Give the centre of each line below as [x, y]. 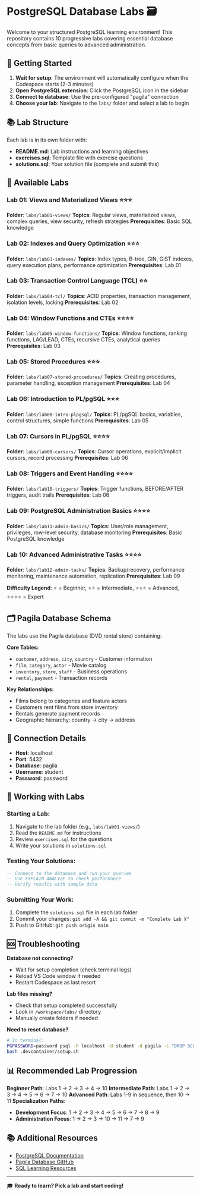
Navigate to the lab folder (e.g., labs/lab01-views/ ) [77, 827]
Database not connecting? [40, 958]
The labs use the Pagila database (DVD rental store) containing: [84, 636]
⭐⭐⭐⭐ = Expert [25, 597]
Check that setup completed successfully [66, 1005]
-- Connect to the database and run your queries [69, 873]
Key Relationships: [30, 689]
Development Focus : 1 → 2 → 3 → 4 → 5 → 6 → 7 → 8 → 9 [87, 1112]
